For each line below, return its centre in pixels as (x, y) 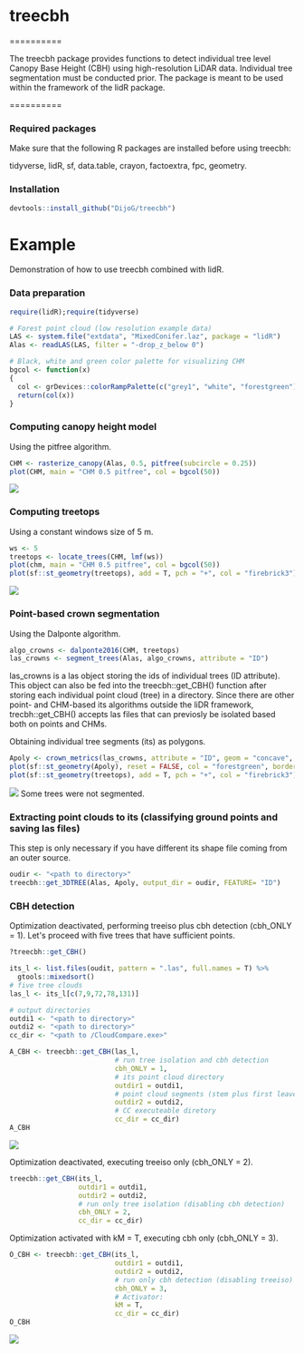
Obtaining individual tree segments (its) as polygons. (108, 742)
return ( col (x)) (46, 395)
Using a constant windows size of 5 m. (81, 531)
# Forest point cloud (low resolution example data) (111, 328)
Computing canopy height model (83, 427)
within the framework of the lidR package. (87, 87)
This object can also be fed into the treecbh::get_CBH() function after (138, 686)
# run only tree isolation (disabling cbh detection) (181, 1204)
